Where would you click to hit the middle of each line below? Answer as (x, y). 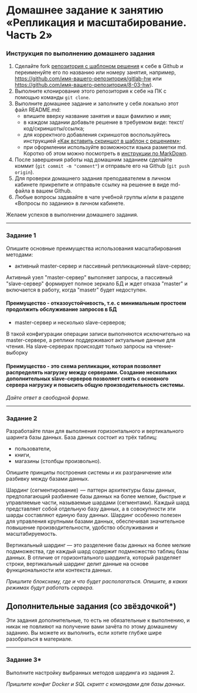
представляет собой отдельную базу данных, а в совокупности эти (91, 509)
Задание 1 (21, 235)
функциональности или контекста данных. (59, 570)
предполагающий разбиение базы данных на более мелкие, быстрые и (96, 496)
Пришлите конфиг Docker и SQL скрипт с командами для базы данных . (96, 684)
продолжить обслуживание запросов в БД (62, 309)
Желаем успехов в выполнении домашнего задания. (72, 215)
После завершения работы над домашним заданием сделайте (93, 160)
